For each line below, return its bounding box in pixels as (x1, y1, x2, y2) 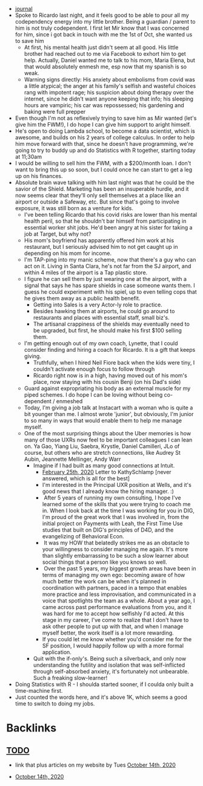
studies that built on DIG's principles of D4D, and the (42, 526, 174, 533)
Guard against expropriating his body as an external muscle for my (24, 385, 191, 392)
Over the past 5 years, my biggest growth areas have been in (44, 565, 196, 572)
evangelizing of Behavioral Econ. (42, 533, 124, 540)
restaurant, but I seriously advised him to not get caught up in (24, 243, 178, 250)
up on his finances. (15, 173, 63, 179)
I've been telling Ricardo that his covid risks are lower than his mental (24, 211, 198, 218)
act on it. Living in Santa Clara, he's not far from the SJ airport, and (24, 263, 191, 269)
